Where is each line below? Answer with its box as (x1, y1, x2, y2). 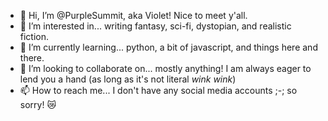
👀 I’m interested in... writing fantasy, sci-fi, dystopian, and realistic (19, 20, 292, 32)
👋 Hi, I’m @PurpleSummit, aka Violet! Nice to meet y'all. (19, 10, 248, 21)
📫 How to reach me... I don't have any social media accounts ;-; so (19, 85, 298, 96)
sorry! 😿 (19, 99, 57, 110)
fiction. (19, 31, 50, 42)
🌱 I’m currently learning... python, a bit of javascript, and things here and (19, 41, 318, 53)
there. (19, 52, 45, 64)
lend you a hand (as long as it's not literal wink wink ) (19, 73, 237, 85)
